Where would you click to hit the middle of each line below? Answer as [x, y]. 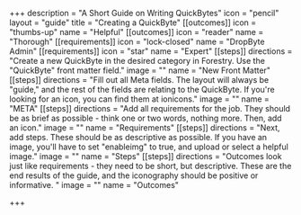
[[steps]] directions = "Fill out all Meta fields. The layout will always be [139, 80]
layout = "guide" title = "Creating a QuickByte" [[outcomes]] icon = [133, 22]
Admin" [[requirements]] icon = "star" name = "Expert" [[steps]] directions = [151, 51]
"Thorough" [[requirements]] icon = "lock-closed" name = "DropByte [137, 41]
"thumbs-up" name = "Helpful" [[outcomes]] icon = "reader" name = [137, 32]
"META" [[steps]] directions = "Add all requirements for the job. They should [150, 108]
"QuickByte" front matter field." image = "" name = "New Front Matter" [140, 70]
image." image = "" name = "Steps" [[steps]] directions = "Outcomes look [146, 156]
